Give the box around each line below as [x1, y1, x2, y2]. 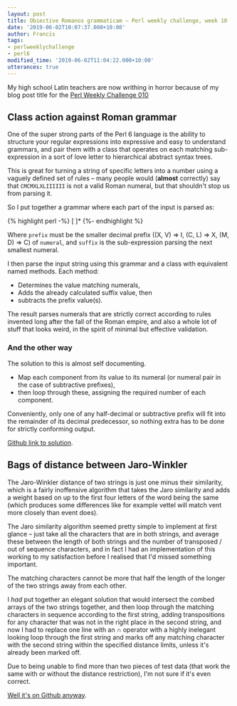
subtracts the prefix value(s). [17, 296, 103, 305]
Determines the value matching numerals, [17, 281, 140, 289]
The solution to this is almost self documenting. [7, 359, 147, 368]
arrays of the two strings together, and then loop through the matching [7, 603, 215, 611]
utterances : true [7, 63, 59, 71]
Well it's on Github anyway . [7, 690, 87, 699]
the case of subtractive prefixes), [17, 380, 115, 389]
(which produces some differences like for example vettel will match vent [7, 500, 222, 509]
